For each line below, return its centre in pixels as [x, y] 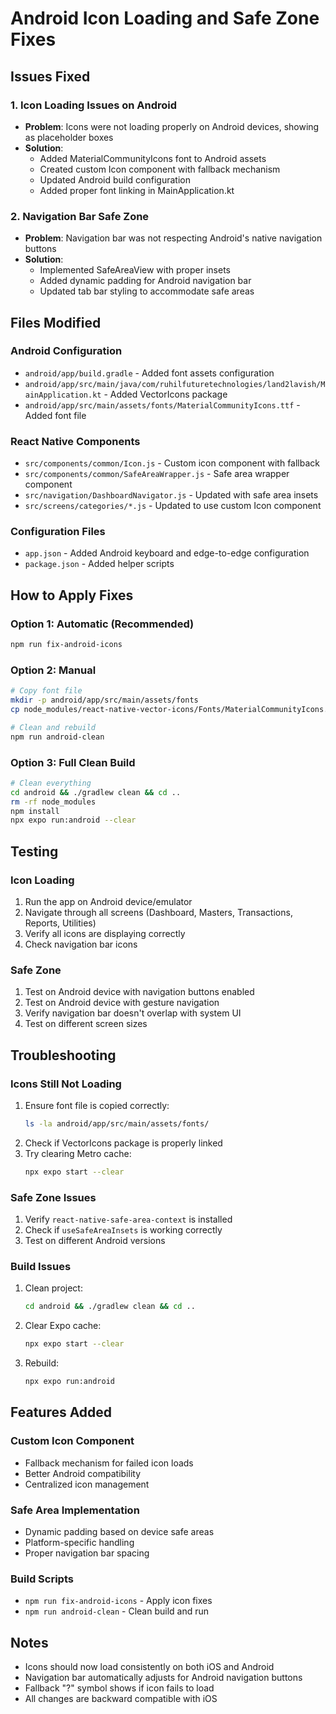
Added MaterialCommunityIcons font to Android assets [153, 158]
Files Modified [56, 322]
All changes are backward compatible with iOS [121, 1699]
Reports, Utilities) [60, 923]
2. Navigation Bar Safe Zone [80, 216]
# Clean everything [51, 783]
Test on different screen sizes [86, 1024]
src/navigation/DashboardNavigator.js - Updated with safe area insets [171, 495]
